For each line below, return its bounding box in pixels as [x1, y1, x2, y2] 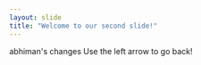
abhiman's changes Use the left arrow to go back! [9, 45, 194, 56]
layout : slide [9, 12, 63, 22]
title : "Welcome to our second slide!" [9, 21, 158, 30]
